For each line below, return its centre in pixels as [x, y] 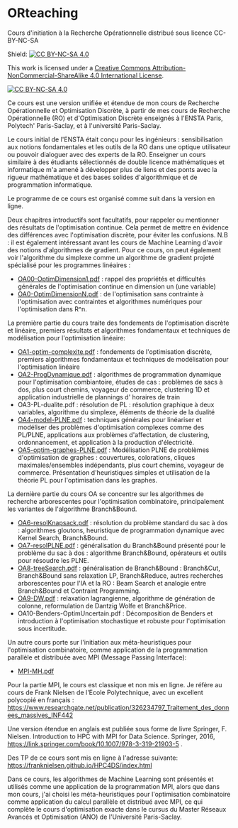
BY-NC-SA [23, 40]
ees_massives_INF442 [40, 715]
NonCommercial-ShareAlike [48, 75]
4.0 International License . [127, 75]
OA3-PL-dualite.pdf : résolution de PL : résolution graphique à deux [116, 404]
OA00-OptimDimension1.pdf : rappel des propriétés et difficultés [112, 279]
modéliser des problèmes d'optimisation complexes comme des [111, 427]
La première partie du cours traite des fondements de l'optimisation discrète [118, 323]
